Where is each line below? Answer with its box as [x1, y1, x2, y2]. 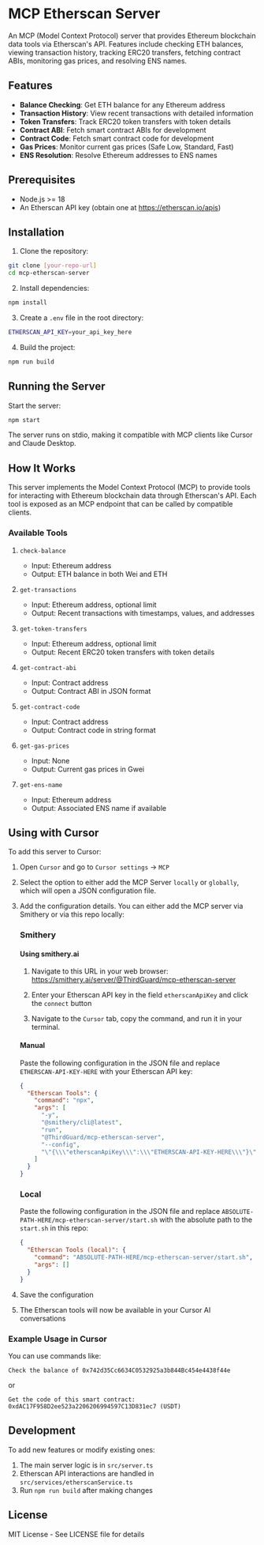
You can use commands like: [8, 1351, 102, 1360]
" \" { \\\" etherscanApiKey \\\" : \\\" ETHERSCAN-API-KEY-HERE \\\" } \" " [40, 1147, 260, 1156]
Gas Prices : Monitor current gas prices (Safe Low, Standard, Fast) [19, 141, 234, 151]
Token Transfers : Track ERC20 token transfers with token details [19, 116, 231, 126]
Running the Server [8, 380, 106, 394]
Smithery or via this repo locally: [19, 910, 125, 919]
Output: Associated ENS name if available [31, 803, 167, 812]
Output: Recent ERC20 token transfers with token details [31, 647, 215, 657]
